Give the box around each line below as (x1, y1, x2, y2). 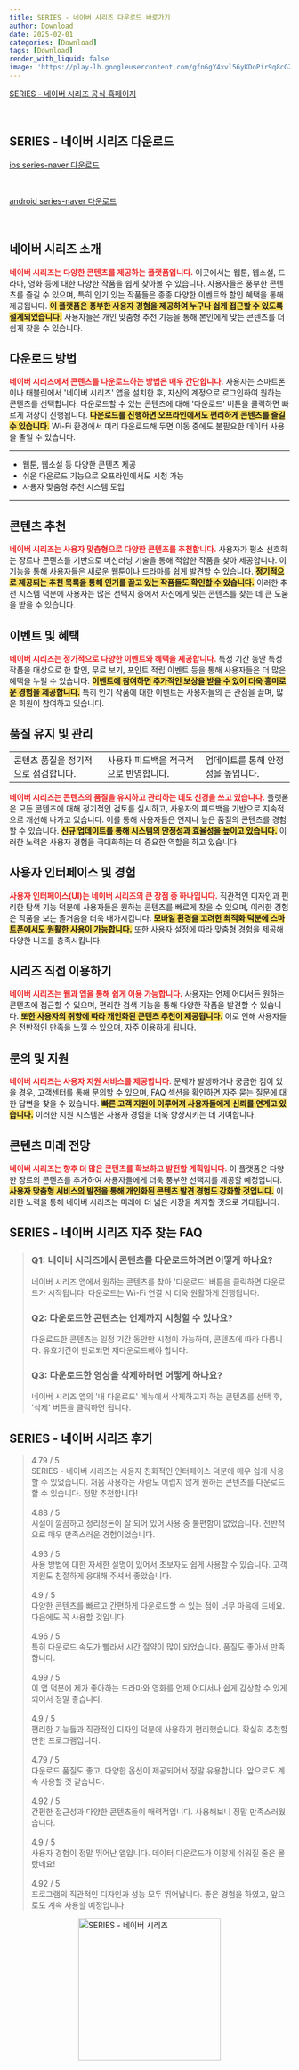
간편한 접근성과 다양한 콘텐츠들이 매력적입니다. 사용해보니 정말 (30, 1806, 248, 1817)
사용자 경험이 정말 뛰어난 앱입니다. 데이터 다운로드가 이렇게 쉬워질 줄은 (30, 1847, 276, 1858)
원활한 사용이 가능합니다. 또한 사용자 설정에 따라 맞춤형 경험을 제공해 (46, 924, 284, 934)
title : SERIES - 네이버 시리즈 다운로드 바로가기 (9, 12, 171, 22)
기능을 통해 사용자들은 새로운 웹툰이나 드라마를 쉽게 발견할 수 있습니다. (9, 566, 254, 577)
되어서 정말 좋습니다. (30, 1694, 103, 1705)
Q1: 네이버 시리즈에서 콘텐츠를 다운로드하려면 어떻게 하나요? (30, 1254, 273, 1267)
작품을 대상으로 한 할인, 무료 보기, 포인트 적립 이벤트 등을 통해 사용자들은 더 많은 (9, 664, 287, 675)
